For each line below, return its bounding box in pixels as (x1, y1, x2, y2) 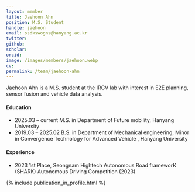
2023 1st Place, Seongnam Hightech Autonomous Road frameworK (14, 162, 177, 169)
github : (6, 41, 25, 47)
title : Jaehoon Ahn (6, 14, 54, 20)
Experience (6, 149, 35, 156)
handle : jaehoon (6, 25, 46, 31)
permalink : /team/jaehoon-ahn (6, 68, 80, 74)
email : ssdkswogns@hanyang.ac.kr (6, 30, 88, 36)
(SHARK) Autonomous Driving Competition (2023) (14, 167, 136, 175)
